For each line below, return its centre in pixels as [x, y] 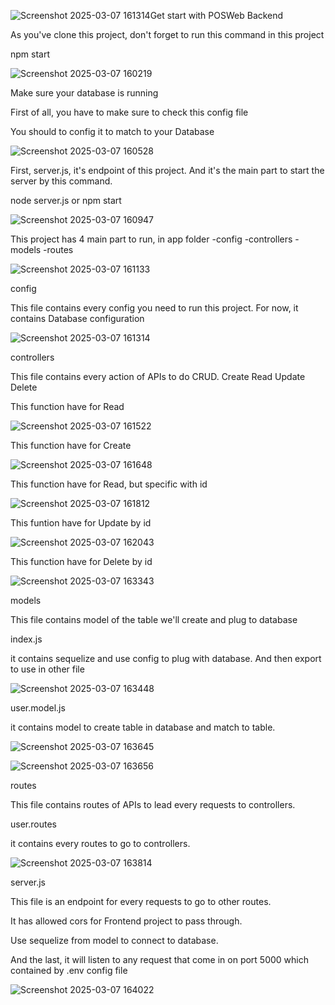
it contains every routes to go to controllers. [100, 843]
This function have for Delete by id [81, 561]
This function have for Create [71, 445]
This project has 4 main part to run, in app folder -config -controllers [151, 239]
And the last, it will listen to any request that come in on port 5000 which [159, 959]
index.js [26, 639]
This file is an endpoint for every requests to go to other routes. [141, 901]
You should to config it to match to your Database [112, 131]
